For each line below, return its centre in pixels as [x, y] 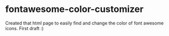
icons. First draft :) [25, 28]
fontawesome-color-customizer [74, 9]
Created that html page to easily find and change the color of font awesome [84, 23]
